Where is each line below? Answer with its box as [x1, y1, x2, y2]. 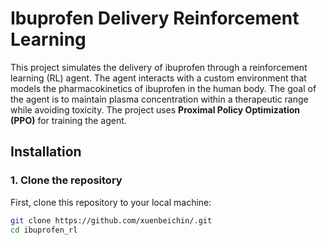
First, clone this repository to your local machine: [10, 196, 212, 208]
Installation [10, 143, 82, 161]
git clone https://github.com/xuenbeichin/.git [10, 215, 213, 226]
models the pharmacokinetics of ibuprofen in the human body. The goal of [10, 82, 317, 94]
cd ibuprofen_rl [10, 225, 78, 235]
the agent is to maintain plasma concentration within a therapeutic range [10, 93, 309, 105]
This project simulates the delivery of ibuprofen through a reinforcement [10, 61, 308, 73]
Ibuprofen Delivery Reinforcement [10, 7, 300, 30]
